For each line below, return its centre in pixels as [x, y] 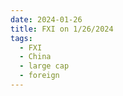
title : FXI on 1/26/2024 [62, 29]
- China [35, 57]
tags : [21, 38]
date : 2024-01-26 [46, 19]
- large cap [44, 66]
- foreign [39, 76]
